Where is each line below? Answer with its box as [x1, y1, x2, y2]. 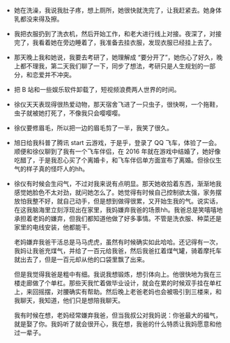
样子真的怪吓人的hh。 [26, 165, 89, 173]
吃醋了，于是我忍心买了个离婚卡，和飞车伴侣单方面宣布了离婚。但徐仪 [13, 156, 216, 164]
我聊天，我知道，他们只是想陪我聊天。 [13, 296, 124, 305]
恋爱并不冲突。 [32, 70, 75, 79]
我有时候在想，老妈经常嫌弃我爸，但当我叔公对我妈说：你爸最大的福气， [13, 311, 222, 319]
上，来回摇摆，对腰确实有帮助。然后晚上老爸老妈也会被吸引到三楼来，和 [13, 288, 222, 296]
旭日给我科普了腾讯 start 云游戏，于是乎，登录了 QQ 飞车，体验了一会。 [13, 139, 221, 146]
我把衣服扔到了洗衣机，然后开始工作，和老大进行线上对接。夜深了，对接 [13, 30, 222, 38]
